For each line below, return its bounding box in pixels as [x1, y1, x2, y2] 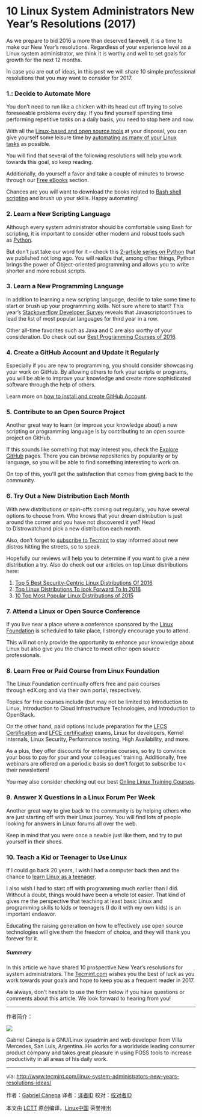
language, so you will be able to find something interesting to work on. [6, 459, 180, 466]
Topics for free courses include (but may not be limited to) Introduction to [6, 698, 188, 706]
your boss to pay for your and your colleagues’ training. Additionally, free [6, 754, 188, 761]
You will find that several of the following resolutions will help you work [6, 152, 182, 159]
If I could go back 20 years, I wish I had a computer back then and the [6, 866, 180, 873]
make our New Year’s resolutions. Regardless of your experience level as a [6, 43, 191, 51]
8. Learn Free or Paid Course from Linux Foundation [6, 666, 160, 675]
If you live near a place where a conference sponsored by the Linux [6, 621, 173, 628]
